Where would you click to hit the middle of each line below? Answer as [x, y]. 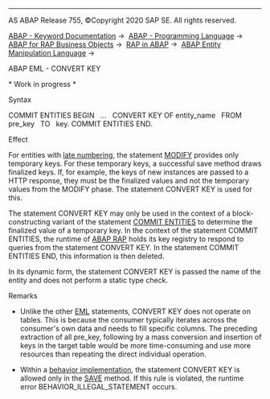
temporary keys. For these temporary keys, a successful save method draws [135, 163]
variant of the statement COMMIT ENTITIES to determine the [152, 222]
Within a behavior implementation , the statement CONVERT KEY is [130, 370]
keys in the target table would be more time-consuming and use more [135, 346]
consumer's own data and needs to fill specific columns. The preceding [139, 328]
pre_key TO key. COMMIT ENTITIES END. [80, 124]
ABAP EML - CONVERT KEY [55, 68]
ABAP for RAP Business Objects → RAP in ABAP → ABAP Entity [115, 44]
